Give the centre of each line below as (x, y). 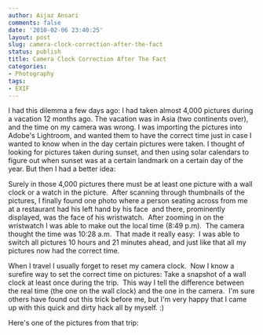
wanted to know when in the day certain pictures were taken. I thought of (126, 144)
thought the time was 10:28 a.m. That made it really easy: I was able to (124, 234)
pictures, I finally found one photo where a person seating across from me (128, 201)
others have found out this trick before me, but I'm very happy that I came (128, 300)
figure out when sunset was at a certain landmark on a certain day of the (126, 161)
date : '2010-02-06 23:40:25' (56, 30)
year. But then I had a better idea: (62, 169)
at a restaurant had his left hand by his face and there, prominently (117, 209)
